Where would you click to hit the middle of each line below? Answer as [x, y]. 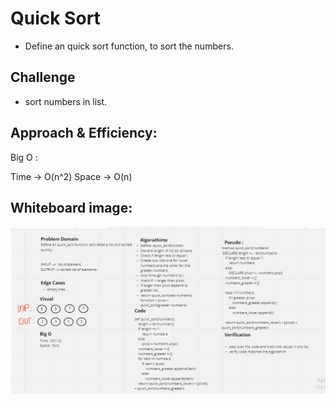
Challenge [43, 77]
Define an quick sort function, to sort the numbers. [129, 46]
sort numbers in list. [66, 101]
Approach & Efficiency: [84, 133]
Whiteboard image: [71, 207]
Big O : [24, 157]
